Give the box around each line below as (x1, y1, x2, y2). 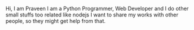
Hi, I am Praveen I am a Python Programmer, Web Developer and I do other (5, 5, 189, 12)
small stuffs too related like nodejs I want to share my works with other (5, 11, 179, 18)
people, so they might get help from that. (5, 18, 106, 24)
